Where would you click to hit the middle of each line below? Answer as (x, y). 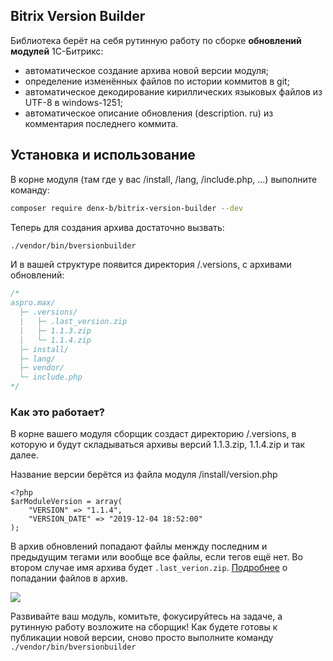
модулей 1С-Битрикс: (57, 51)
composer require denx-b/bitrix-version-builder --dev (127, 208)
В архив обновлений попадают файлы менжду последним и (139, 546)
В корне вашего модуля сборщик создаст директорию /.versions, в (153, 434)
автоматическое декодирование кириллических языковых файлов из (173, 91)
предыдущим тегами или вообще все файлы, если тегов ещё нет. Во (156, 557)
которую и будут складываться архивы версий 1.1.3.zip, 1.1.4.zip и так (158, 445)
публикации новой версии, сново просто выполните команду (142, 638)
